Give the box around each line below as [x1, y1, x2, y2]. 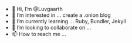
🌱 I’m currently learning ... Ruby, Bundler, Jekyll [11, 18, 126, 24]
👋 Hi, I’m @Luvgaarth [11, 6, 63, 12]
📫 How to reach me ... [11, 31, 66, 37]
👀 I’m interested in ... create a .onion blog [11, 12, 111, 19]
